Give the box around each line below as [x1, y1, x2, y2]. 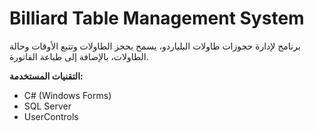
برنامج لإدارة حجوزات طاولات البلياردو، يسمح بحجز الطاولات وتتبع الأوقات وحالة [9, 40, 301, 52]
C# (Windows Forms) [23, 89, 112, 101]
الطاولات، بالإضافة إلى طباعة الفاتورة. [9, 50, 149, 62]
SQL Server [23, 100, 72, 112]
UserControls [23, 110, 79, 122]
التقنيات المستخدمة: [9, 70, 84, 82]
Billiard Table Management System [9, 7, 305, 30]
